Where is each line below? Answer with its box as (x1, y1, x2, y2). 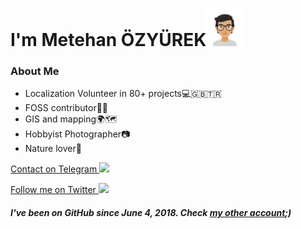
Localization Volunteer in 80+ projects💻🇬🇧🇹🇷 (24, 88, 222, 100)
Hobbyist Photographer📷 (24, 128, 131, 140)
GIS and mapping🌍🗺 (24, 113, 118, 125)
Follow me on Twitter (10, 184, 97, 196)
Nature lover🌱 (24, 143, 82, 155)
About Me (10, 64, 60, 78)
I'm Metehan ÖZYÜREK (10, 29, 207, 52)
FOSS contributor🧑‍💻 (24, 102, 109, 114)
